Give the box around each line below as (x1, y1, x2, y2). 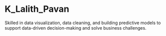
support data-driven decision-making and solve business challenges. (4, 25, 147, 31)
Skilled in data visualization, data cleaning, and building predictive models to (4, 20, 161, 26)
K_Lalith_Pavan (4, 3, 70, 15)
